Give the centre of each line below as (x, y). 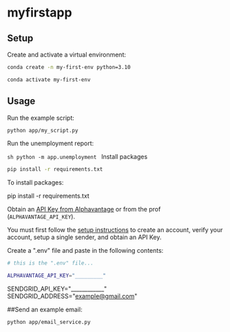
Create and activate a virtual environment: (66, 54)
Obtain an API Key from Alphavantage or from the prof (84, 209)
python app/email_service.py (49, 322)
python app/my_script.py (43, 130)
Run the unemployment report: (51, 143)
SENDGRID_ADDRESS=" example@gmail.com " (72, 296)
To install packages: (35, 183)
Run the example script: (41, 118)
